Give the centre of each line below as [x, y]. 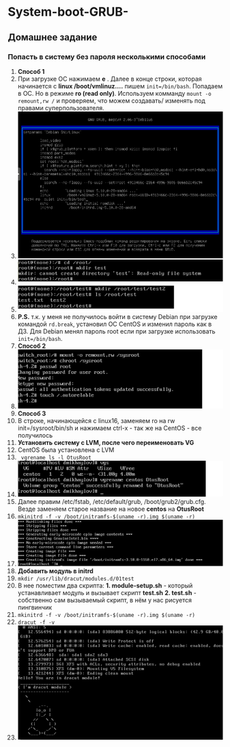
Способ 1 [31, 71]
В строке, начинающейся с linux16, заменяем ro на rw [96, 420]
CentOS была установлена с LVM [66, 450]
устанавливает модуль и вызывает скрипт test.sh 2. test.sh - [107, 593]
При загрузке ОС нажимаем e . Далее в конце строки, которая [110, 79]
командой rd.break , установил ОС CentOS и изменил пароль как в [115, 324]
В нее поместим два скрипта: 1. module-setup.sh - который [105, 585]
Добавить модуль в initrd [56, 571]
